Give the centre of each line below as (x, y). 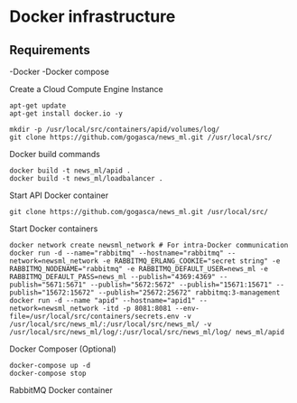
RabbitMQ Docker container (61, 390)
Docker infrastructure (93, 17)
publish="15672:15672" (52, 293)
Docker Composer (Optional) (63, 349)
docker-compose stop (48, 373)
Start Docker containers (54, 229)
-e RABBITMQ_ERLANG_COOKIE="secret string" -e (191, 261)
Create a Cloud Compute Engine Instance (87, 89)
